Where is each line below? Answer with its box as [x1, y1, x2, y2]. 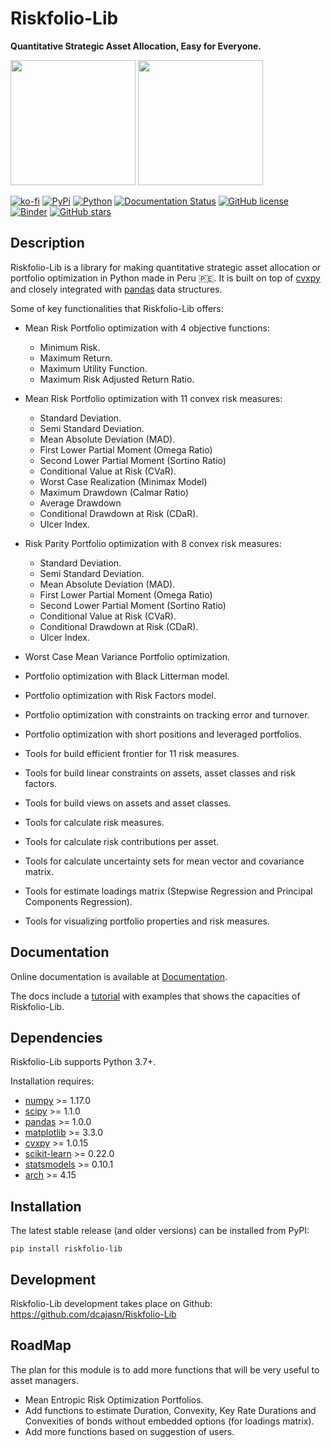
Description [10, 235, 85, 252]
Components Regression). [24, 895, 133, 907]
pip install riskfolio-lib [10, 1244, 123, 1254]
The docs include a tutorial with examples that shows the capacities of [10, 990, 301, 1002]
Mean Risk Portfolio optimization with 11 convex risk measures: [24, 392, 283, 404]
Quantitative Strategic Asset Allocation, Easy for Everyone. [10, 40, 262, 52]
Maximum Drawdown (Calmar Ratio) [39, 486, 189, 498]
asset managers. [10, 1374, 80, 1386]
